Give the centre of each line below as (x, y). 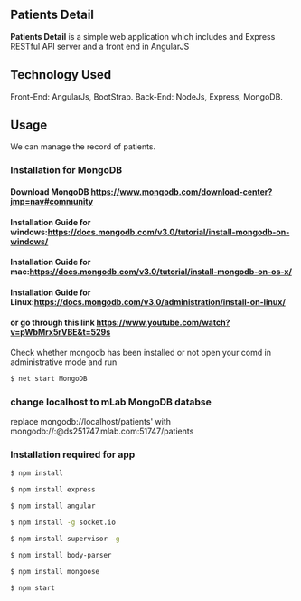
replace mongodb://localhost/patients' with (90, 422)
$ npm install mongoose (55, 571)
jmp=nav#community (52, 201)
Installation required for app (73, 454)
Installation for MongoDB (66, 170)
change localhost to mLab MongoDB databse (111, 402)
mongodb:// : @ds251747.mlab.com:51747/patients (102, 431)
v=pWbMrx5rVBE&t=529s (61, 332)
